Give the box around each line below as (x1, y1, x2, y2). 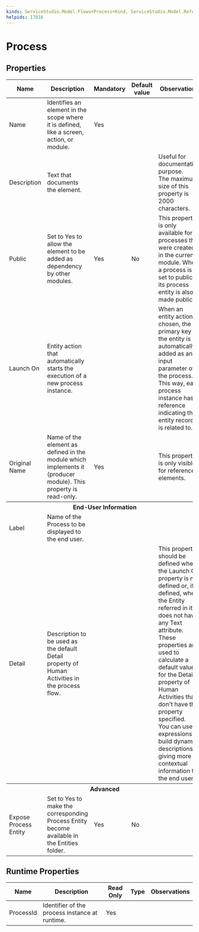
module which (47, 455, 86, 463)
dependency (47, 262, 82, 270)
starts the (47, 364, 74, 372)
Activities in (47, 674, 80, 682)
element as (47, 440, 78, 449)
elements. (158, 473, 186, 482)
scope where (47, 113, 84, 121)
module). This (47, 478, 86, 486)
